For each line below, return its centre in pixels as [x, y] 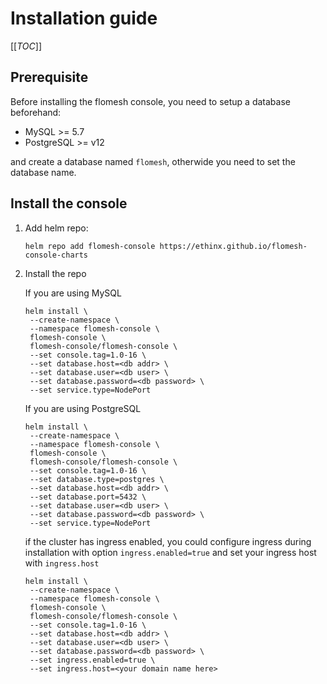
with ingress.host [62, 563]
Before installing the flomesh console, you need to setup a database [150, 101]
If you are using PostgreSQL [83, 408]
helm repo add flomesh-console [90, 246]
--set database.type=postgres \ [97, 479]
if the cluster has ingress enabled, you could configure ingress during [168, 541]
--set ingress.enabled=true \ [92, 660]
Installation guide [84, 18]
